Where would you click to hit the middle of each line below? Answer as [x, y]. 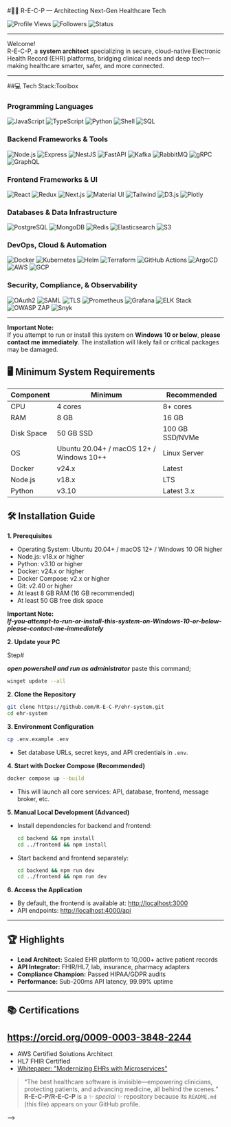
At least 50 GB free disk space [60, 601]
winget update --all [37, 681]
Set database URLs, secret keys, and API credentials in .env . [102, 752]
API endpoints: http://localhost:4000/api [74, 911]
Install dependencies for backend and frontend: [85, 825]
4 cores [69, 406]
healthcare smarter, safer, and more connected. [97, 66]
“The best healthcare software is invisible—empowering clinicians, [118, 1082]
